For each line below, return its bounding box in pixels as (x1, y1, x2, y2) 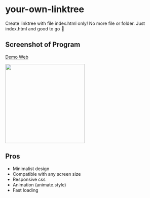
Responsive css (12, 176, 46, 182)
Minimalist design (12, 166, 50, 172)
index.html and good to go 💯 (5, 25, 64, 31)
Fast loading (12, 187, 39, 193)
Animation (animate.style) (12, 181, 66, 188)
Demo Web (5, 54, 29, 60)
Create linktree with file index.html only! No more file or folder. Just (5, 20, 145, 26)
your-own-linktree (5, 4, 85, 15)
